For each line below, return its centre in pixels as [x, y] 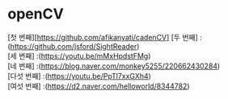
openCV [36, 14]
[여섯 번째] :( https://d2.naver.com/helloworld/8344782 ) [99, 86]
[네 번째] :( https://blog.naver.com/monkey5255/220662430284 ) [114, 66]
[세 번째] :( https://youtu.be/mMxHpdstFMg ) [79, 56]
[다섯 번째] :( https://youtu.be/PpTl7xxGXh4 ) [79, 76]
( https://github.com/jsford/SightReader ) [74, 46]
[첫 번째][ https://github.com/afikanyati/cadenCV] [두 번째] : [105, 37]
